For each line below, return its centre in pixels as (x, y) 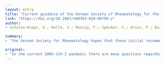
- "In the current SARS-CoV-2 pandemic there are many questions (73, 54)
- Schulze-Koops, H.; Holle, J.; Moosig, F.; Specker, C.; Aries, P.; (79, 28)
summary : (14, 36)
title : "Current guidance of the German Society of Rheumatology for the (82, 14)
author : (13, 23)
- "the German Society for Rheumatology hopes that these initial (74, 41)
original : (15, 49)
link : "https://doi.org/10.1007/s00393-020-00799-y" (60, 18)
